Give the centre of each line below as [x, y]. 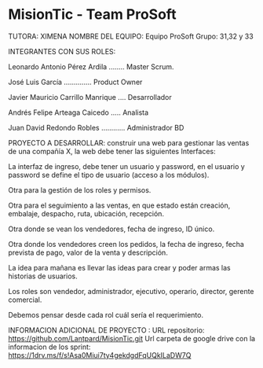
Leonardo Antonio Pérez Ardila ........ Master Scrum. [91, 66]
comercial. [25, 300]
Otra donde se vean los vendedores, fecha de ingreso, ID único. [111, 229]
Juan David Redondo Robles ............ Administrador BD [96, 127]
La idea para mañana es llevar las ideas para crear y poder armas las [120, 267]
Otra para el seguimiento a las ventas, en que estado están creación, [119, 205]
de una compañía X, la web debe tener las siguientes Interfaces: [112, 151]
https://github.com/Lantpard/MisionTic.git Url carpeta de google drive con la [132, 338]
